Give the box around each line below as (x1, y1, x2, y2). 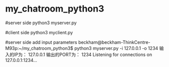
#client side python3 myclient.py (5, 29, 73, 35)
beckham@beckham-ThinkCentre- (78, 39, 150, 45)
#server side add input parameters (5, 39, 77, 45)
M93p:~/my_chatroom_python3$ (5, 45, 74, 51)
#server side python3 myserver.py (5, 20, 77, 26)
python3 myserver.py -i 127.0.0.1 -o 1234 (74, 45, 158, 51)
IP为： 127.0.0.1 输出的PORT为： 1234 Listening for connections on (14, 51, 152, 57)
